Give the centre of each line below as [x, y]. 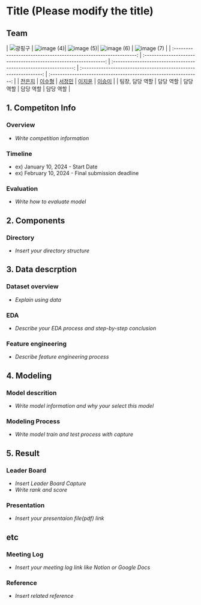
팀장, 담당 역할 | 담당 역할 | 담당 [156, 81]
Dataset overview [32, 287]
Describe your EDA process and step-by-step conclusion [85, 328]
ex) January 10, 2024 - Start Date [56, 167]
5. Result [23, 453]
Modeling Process [33, 421]
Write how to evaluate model [50, 201]
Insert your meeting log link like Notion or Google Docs [82, 567]
